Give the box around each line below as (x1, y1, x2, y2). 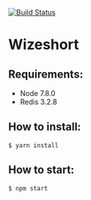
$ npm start (8, 184, 48, 192)
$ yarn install (8, 141, 59, 150)
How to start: (8, 163, 74, 177)
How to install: (8, 120, 81, 134)
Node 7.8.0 (19, 89, 56, 98)
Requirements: (8, 67, 84, 81)
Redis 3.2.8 (19, 97, 57, 106)
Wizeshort (8, 36, 80, 54)
